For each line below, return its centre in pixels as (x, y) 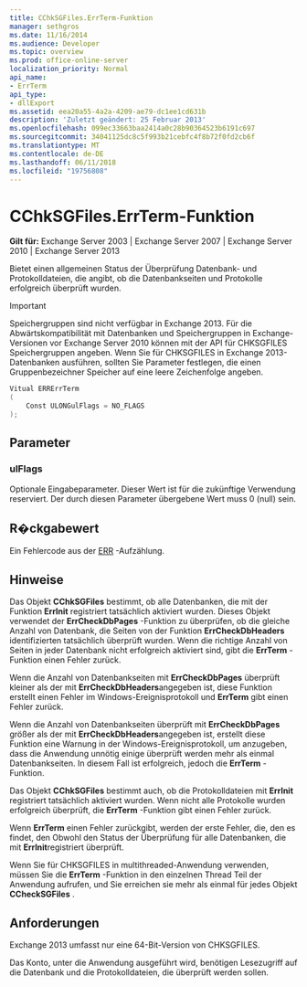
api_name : (28, 78)
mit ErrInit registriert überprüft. (67, 847)
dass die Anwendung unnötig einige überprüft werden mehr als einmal (142, 754)
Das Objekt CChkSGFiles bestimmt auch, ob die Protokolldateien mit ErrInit (152, 791)
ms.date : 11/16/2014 (49, 35)
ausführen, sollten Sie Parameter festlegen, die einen (162, 363)
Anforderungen (54, 923)
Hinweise (37, 580)
